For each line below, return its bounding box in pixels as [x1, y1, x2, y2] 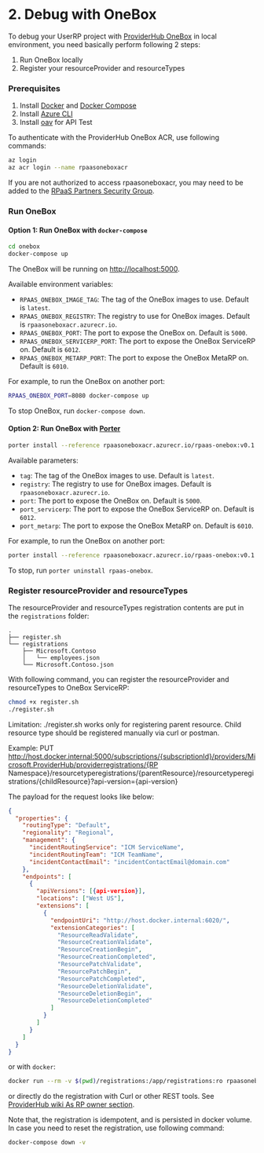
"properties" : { [15, 814, 68, 822]
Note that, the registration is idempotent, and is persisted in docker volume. [8, 1115, 253, 1125]
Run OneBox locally [19, 55, 83, 64]
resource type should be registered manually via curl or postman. [8, 728, 220, 738]
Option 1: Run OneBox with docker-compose [8, 225, 148, 235]
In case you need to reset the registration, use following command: [8, 1123, 225, 1133]
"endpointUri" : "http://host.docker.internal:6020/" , [49, 917, 230, 924]
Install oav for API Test [19, 118, 93, 127]
